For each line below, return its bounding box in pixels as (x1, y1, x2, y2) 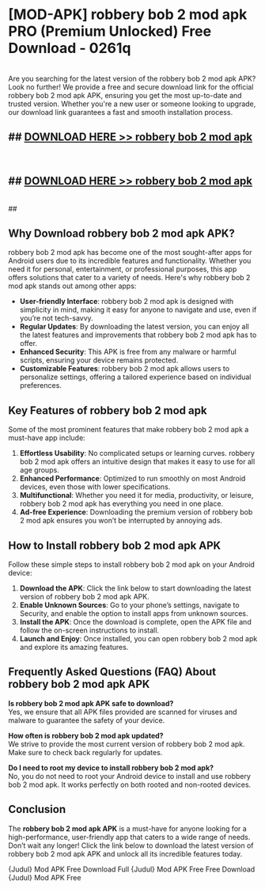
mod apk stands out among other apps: (8, 281, 137, 291)
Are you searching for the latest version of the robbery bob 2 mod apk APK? (8, 74, 256, 83)
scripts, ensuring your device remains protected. (19, 355, 179, 365)
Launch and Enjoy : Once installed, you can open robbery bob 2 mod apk (19, 634, 258, 643)
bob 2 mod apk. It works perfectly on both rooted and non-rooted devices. (8, 780, 252, 789)
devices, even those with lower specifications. (19, 482, 171, 492)
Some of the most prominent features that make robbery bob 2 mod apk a (8, 425, 249, 435)
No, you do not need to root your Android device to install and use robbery (8, 771, 252, 781)
